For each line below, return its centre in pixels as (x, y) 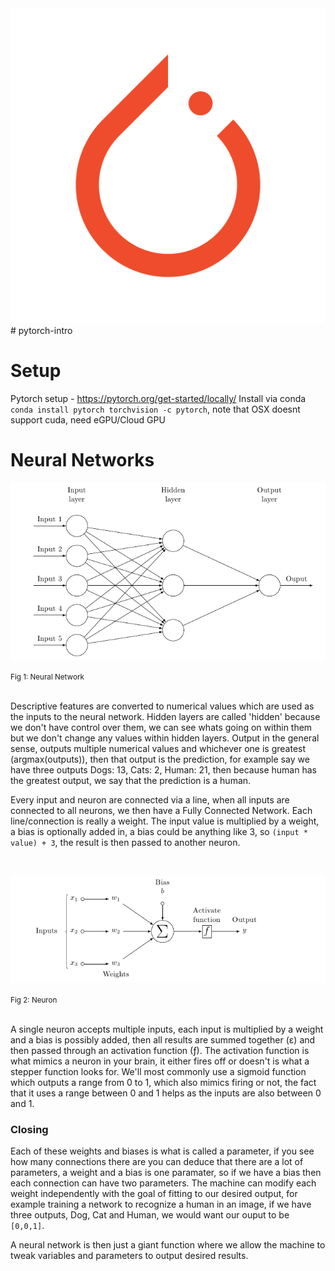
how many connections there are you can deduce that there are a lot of (157, 1162)
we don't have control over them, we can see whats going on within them (161, 727)
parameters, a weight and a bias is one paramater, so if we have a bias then (166, 1173)
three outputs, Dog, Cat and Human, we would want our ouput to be (150, 1215)
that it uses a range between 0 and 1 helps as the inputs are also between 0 (166, 1093)
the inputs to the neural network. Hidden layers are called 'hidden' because (165, 716)
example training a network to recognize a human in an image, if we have (161, 1204)
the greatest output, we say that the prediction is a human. (131, 780)
